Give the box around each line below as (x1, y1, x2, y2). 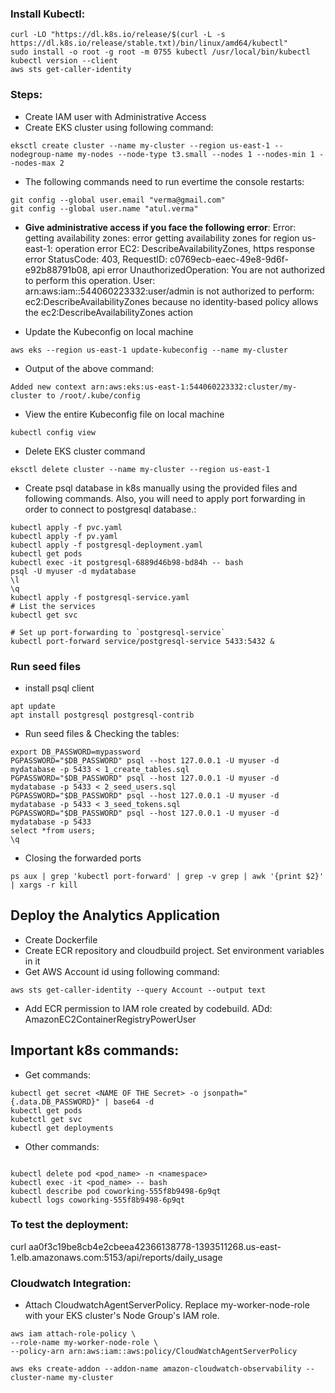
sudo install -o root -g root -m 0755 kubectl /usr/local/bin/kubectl (10, 47, 311, 57)
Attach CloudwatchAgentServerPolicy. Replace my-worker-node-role (24, 1299, 310, 1311)
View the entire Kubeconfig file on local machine (24, 408, 225, 420)
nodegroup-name (10, 149, 74, 159)
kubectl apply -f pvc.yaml (10, 522, 123, 532)
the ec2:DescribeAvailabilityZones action (24, 306, 194, 318)
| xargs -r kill (10, 880, 78, 890)
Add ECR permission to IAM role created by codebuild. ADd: (24, 1002, 273, 1014)
